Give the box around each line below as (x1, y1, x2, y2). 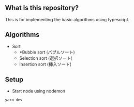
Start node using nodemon (12, 88, 65, 94)
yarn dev (5, 97, 23, 103)
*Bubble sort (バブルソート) (19, 49, 75, 55)
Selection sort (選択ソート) (19, 55, 73, 61)
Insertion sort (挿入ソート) (19, 61, 72, 67)
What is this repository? (5, 4, 79, 12)
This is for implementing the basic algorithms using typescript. (5, 16, 130, 22)
